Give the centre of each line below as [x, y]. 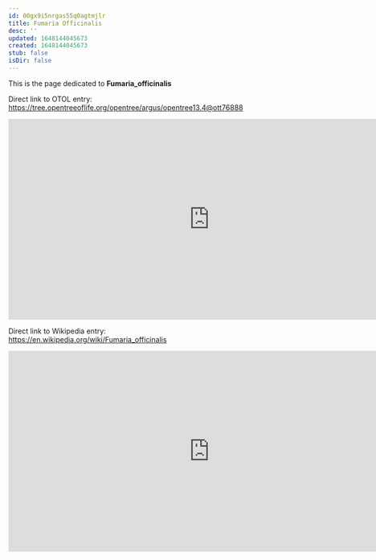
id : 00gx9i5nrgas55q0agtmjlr [57, 16]
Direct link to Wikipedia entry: [57, 331]
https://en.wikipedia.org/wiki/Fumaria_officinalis [88, 339]
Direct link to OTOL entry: [50, 99]
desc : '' [23, 31]
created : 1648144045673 [48, 46]
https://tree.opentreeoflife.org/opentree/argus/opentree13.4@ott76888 [126, 107]
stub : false [28, 53]
